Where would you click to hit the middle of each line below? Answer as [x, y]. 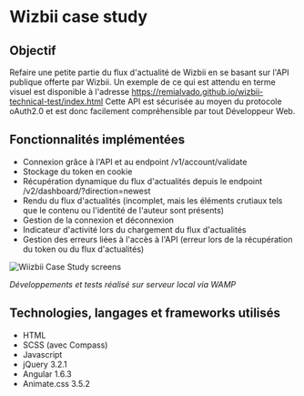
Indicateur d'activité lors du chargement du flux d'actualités [134, 229]
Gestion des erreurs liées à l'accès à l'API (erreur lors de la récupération [157, 239]
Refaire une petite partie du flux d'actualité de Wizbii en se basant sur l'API [149, 72]
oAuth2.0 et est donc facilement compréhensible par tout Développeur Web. [152, 111]
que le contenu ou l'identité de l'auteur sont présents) [123, 210]
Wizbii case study [79, 17]
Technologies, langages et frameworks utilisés [145, 313]
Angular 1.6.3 [47, 374]
